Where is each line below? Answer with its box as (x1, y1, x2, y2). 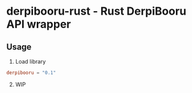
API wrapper (6, 17, 71, 31)
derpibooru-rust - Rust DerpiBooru (6, 4, 187, 18)
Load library (15, 58, 46, 65)
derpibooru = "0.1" (6, 70, 56, 76)
